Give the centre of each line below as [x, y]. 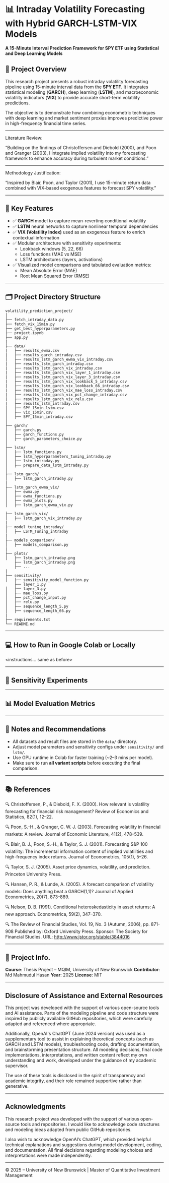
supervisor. [17, 1066]
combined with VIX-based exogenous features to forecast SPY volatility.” [81, 188]
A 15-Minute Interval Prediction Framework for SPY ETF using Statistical [82, 48]
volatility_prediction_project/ [39, 311]
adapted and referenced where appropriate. [51, 1024]
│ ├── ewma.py [22, 492]
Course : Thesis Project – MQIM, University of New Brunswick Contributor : [83, 970]
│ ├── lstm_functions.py [33, 452]
